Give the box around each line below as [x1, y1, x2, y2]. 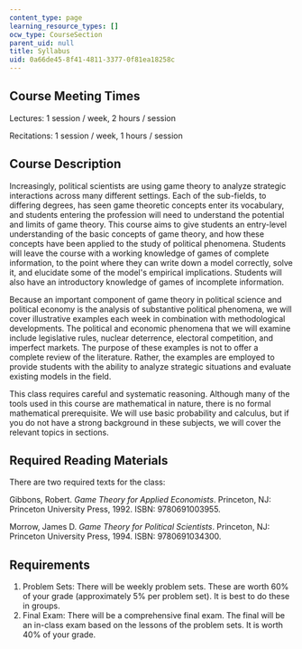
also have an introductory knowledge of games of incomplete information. [9, 277, 285, 287]
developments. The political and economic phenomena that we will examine [9, 323, 291, 334]
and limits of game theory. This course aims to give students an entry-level [9, 219, 287, 230]
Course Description [9, 156, 122, 172]
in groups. [22, 600, 60, 611]
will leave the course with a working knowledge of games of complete [9, 248, 270, 259]
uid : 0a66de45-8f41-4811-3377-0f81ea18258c [9, 55, 176, 64]
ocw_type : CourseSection [9, 30, 103, 39]
